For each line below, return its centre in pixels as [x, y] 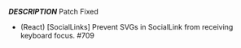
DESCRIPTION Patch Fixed [54, 12]
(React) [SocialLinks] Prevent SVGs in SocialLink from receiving [127, 27]
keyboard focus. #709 [57, 36]
